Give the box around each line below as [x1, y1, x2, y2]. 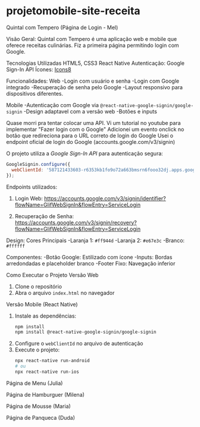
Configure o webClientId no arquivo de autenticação [14, 340, 144, 347]
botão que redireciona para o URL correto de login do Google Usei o [6, 132, 174, 139]
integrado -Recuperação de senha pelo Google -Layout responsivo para [6, 83, 183, 90]
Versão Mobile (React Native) [6, 300, 79, 307]
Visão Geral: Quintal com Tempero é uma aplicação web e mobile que [6, 35, 177, 42]
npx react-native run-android [14, 358, 90, 364]
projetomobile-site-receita [6, 4, 141, 18]
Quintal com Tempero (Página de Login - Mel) [6, 24, 118, 31]
